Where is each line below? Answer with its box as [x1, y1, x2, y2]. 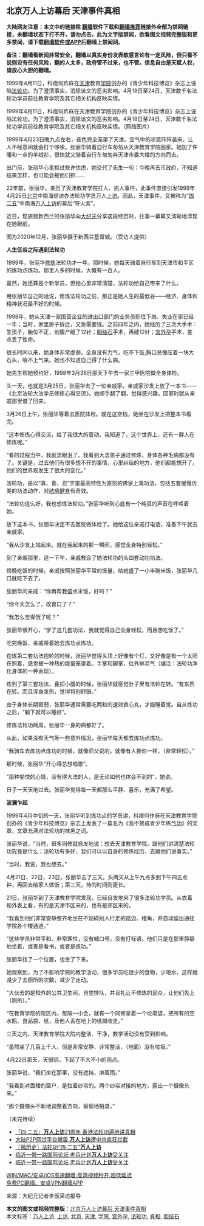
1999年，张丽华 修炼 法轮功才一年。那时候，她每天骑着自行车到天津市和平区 [6, 259, 194, 266]
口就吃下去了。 [6, 574, 44, 582]
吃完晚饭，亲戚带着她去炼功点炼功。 [6, 639, 97, 646]
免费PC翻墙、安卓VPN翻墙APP [6, 1179, 83, 1186]
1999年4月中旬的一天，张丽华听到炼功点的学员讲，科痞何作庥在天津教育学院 [6, 812, 197, 819]
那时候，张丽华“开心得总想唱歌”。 [6, 760, 91, 767]
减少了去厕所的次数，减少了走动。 [6, 976, 92, 983]
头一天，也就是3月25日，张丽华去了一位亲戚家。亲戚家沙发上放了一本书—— [6, 382, 197, 389]
